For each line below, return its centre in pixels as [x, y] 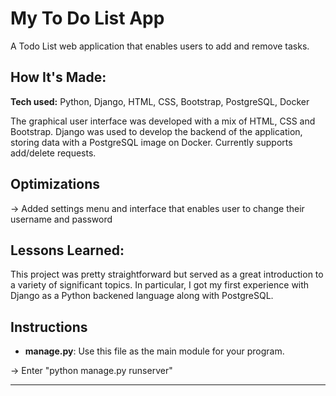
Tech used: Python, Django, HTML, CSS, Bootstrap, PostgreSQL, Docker [160, 101]
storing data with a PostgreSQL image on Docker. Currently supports [151, 142]
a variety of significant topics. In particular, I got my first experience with [160, 285]
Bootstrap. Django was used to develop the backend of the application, [156, 131]
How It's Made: [58, 77]
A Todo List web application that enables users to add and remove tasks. [160, 46]
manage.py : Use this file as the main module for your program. [154, 351]
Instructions [49, 327]
